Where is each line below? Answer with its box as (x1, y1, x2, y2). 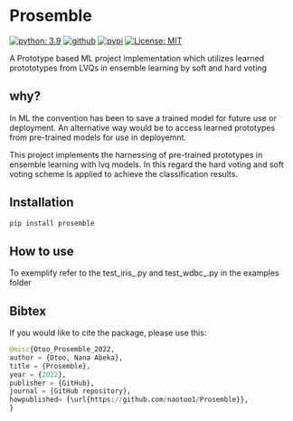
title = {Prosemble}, (9, 361, 91, 370)
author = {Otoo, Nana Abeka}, (9, 353, 124, 362)
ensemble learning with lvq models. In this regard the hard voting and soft (9, 159, 285, 170)
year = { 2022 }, (9, 370, 67, 379)
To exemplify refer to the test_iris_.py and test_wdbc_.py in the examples (9, 267, 279, 278)
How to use (9, 243, 74, 258)
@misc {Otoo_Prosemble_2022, (9, 345, 116, 354)
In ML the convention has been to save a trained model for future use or (9, 112, 278, 123)
